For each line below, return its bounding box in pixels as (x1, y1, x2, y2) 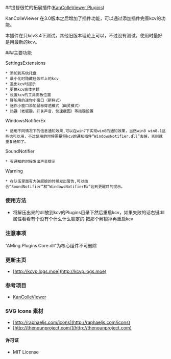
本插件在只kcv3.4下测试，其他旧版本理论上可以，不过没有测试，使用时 (5, 33, 154, 38)
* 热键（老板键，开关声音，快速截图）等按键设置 (5, 109, 93, 114)
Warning (5, 168, 23, 174)
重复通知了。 (5, 139, 29, 144)
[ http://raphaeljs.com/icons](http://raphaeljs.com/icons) (12, 319, 131, 325)
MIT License (12, 349, 39, 355)
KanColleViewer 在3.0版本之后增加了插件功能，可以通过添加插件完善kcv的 (5, 15, 161, 21)
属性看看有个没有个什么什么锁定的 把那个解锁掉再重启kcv (12, 216, 134, 222)
